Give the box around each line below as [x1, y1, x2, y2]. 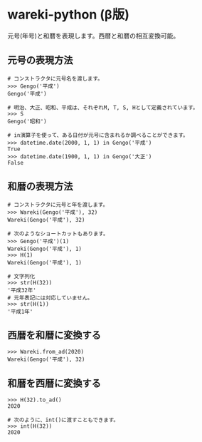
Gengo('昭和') [7, 118, 48, 125]
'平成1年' [7, 308, 33, 315]
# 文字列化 [7, 272, 36, 280]
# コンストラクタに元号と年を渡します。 [7, 201, 109, 208]
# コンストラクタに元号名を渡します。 [7, 75, 103, 82]
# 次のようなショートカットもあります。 [7, 230, 109, 237]
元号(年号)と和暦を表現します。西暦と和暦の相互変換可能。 [7, 31, 180, 40]
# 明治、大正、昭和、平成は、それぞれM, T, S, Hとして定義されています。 [7, 104, 198, 111]
